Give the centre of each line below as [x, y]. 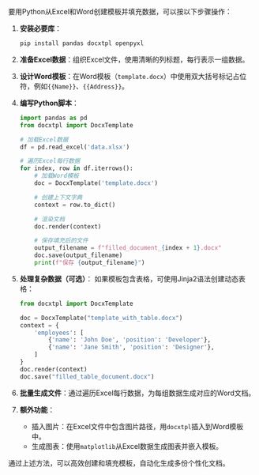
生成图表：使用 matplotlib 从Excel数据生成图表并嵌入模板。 [127, 446]
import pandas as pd [53, 118]
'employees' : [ [59, 333]
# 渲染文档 [50, 219]
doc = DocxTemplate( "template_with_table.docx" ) [101, 318]
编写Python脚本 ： [49, 103]
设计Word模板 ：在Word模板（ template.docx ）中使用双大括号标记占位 [133, 76]
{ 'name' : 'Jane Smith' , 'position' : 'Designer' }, [131, 347]
